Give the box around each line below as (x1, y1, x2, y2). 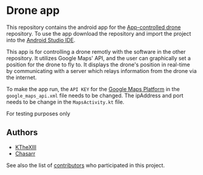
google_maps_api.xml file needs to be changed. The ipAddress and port (6, 92, 184, 99)
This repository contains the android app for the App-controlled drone (6, 24, 181, 31)
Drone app (6, 4, 60, 17)
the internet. (6, 74, 37, 81)
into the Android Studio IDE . (6, 36, 76, 43)
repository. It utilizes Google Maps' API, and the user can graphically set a (6, 54, 191, 62)
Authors (6, 127, 38, 138)
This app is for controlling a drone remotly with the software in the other (6, 48, 186, 55)
